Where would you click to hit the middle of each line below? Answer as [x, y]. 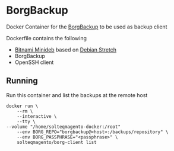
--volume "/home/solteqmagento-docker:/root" [63, 127]
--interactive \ [37, 116]
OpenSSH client [34, 62]
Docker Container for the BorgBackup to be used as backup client [87, 27]
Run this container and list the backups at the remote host [77, 95]
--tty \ [26, 121]
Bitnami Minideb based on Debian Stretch [66, 49]
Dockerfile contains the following [47, 38]
